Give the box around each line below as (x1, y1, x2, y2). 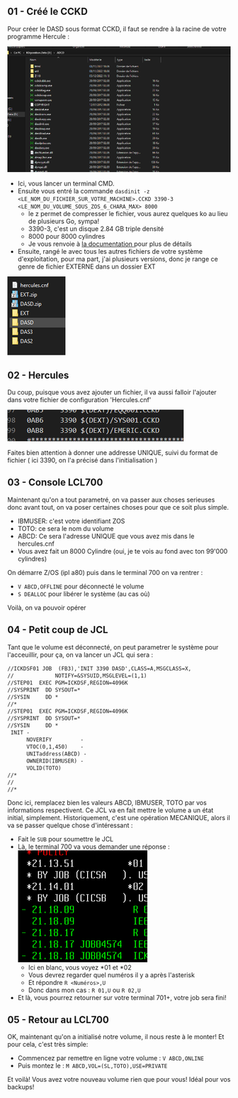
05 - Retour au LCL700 (7, 1014, 110, 1026)
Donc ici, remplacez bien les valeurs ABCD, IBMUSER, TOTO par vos (7, 798, 207, 807)
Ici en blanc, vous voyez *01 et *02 (28, 963, 132, 971)
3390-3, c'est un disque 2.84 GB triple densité (28, 225, 164, 233)
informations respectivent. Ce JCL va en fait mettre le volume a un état (7, 806, 214, 814)
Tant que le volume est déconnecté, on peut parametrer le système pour (7, 642, 219, 651)
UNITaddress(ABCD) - (25, 750, 87, 758)
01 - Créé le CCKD (7, 6, 89, 18)
